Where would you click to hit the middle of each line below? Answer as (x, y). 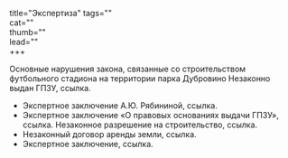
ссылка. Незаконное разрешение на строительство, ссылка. (140, 125)
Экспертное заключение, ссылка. (88, 144)
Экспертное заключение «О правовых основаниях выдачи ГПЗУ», (151, 115)
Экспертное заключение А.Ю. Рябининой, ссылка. (120, 106)
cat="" (22, 23)
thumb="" (28, 32)
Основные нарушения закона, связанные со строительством (128, 69)
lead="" (24, 42)
